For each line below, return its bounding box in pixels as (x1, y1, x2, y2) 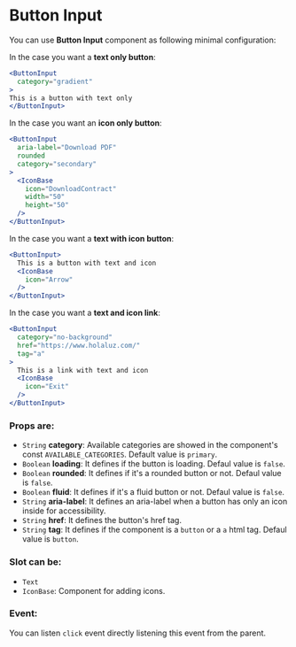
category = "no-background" (17, 333, 113, 342)
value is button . (21, 534, 79, 544)
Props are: (9, 420, 55, 432)
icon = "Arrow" (25, 275, 74, 284)
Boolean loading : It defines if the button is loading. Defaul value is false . (21, 458, 286, 469)
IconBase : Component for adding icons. (21, 585, 166, 596)
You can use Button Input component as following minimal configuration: (9, 35, 277, 45)
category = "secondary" (17, 159, 97, 168)
